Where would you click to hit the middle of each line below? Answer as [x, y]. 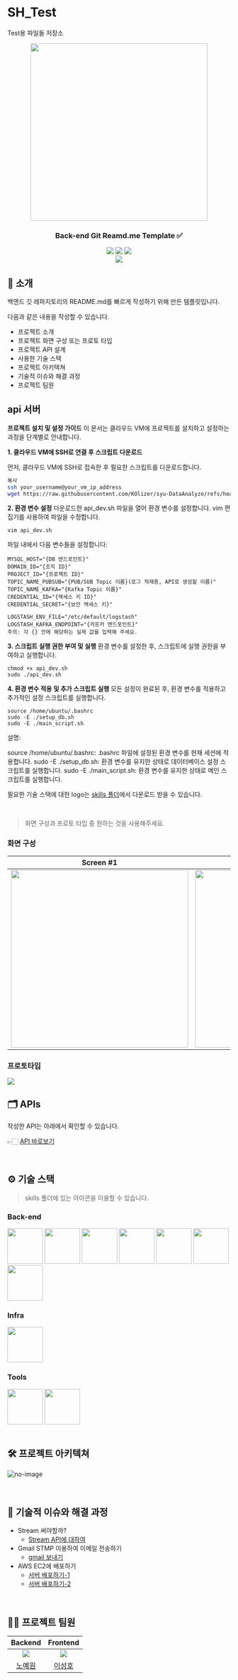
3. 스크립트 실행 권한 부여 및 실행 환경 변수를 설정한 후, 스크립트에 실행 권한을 [113, 646]
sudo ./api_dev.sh [34, 675]
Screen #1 [100, 862]
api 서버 [24, 410]
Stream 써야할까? [42, 1531]
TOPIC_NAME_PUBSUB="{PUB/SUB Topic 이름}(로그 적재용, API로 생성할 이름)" [112, 582]
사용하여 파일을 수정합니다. [63, 517]
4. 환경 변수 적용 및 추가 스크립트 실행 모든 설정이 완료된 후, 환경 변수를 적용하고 [117, 689]
